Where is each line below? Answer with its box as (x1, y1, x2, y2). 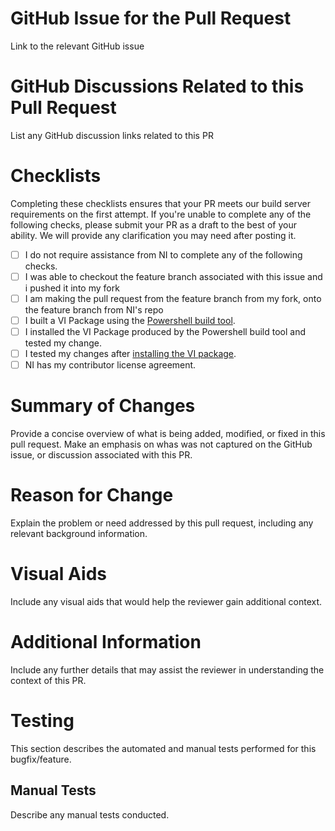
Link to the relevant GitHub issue (10, 40, 145, 52)
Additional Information (10, 631, 202, 654)
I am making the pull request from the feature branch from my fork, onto (24, 292, 322, 304)
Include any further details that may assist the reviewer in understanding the (10, 664, 325, 676)
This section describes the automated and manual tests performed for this (10, 742, 317, 754)
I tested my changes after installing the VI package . (24, 348, 237, 360)
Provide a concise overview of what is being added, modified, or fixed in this (10, 428, 326, 440)
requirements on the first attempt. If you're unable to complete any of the (10, 208, 312, 220)
